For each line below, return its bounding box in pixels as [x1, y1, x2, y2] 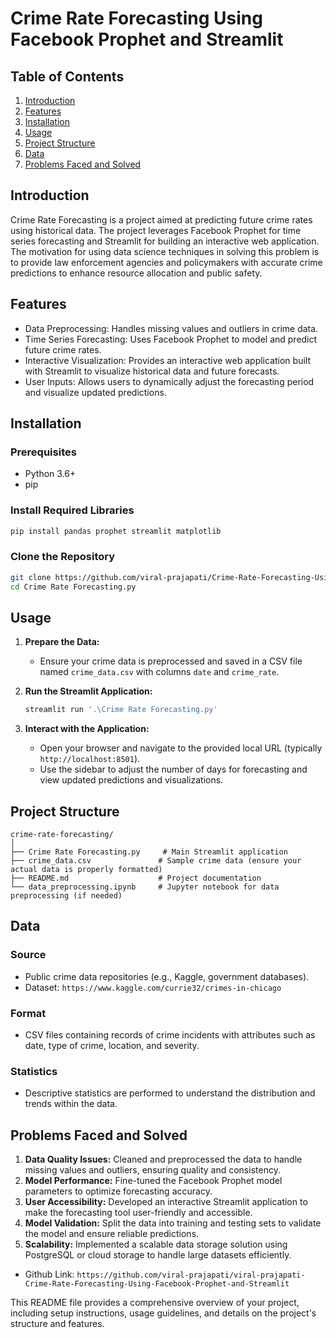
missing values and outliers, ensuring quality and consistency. [24, 1164, 281, 1176]
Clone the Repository [10, 550, 116, 564]
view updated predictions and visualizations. [39, 774, 224, 786]
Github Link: [24, 1268, 75, 1281]
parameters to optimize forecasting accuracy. [24, 1185, 213, 1197]
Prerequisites [10, 445, 77, 459]
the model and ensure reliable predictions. [24, 1228, 200, 1240]
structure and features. [10, 1318, 105, 1330]
